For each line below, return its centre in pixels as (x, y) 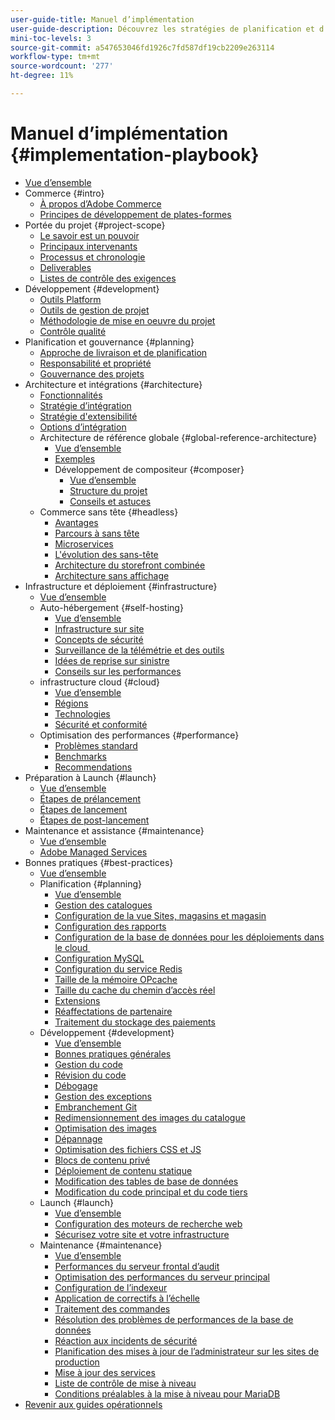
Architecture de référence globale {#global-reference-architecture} (178, 437)
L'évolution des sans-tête (106, 554)
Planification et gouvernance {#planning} (109, 342)
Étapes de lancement (83, 809)
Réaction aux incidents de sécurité (126, 1340)
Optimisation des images (105, 1128)
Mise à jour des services (105, 1372)
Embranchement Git (96, 1107)
